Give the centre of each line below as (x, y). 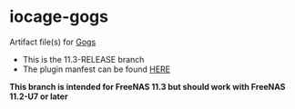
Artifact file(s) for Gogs (53, 42)
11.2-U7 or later (39, 96)
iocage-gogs (59, 17)
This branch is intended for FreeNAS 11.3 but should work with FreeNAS (147, 86)
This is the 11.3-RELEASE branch (83, 59)
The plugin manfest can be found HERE (97, 69)
